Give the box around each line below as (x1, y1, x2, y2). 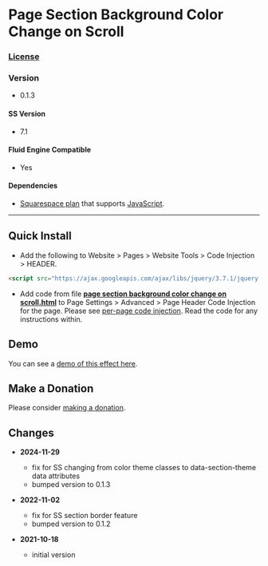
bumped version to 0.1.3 (31, 480, 111, 489)
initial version (31, 550, 76, 560)
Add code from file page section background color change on (19, 289, 227, 299)
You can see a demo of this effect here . (8, 358, 138, 368)
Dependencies (8, 181, 58, 191)
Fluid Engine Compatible (8, 145, 92, 155)
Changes (8, 425, 54, 440)
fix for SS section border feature (31, 511, 138, 520)
